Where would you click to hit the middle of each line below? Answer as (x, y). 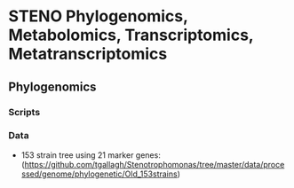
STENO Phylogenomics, (98, 16)
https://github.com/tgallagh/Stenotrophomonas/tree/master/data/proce (155, 164)
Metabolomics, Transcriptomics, (131, 35)
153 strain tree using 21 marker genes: (91, 155)
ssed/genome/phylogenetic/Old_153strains (99, 174)
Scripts (24, 112)
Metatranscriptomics (88, 54)
